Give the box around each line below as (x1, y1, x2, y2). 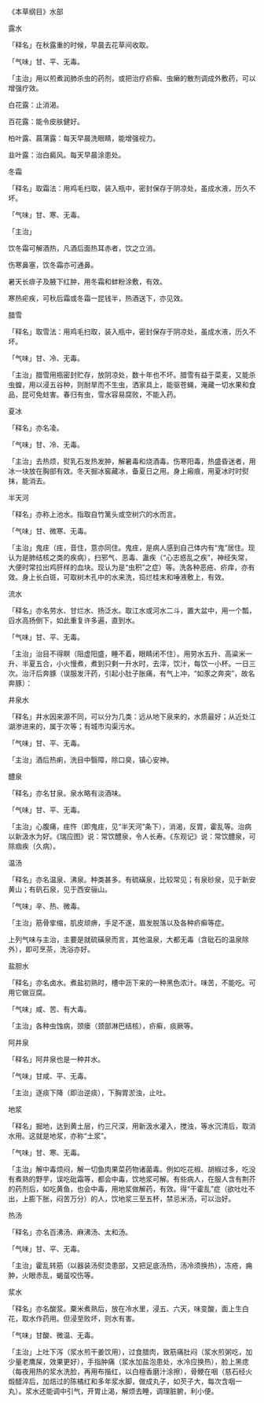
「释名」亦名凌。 (8, 423, 64, 432)
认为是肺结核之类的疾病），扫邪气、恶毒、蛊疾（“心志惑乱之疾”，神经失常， (8, 553, 252, 562)
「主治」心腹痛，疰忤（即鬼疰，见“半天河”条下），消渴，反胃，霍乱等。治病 (8, 822, 252, 831)
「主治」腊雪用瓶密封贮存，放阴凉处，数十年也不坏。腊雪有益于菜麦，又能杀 (8, 370, 256, 379)
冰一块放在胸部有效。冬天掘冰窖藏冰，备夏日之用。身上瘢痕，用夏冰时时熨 (8, 467, 249, 475)
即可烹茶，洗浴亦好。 (24, 945, 94, 954)
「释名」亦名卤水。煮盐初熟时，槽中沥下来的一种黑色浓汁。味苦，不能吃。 (8, 978, 249, 987)
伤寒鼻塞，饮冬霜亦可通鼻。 (8, 260, 98, 269)
